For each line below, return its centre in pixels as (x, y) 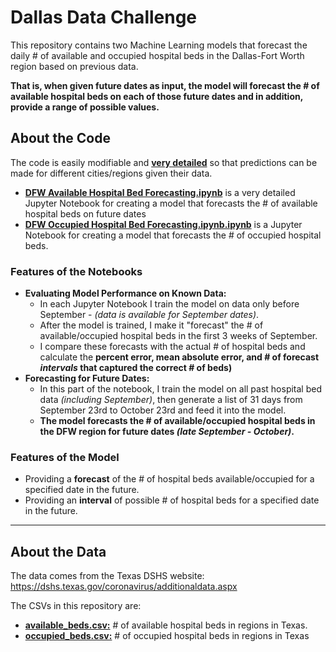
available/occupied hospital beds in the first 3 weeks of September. (178, 336)
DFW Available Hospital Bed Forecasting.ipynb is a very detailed (160, 192)
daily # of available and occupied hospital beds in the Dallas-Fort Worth (157, 55)
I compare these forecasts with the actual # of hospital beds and (172, 347)
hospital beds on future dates (85, 213)
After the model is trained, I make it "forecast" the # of (151, 325)
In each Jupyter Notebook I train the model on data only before (169, 304)
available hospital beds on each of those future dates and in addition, (156, 96)
